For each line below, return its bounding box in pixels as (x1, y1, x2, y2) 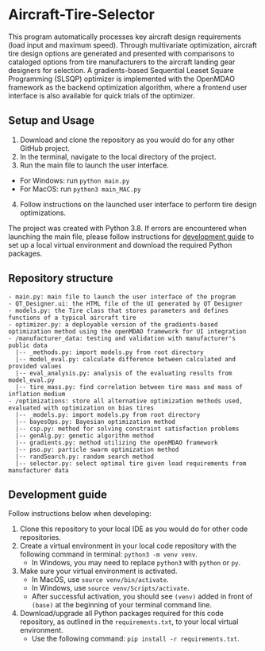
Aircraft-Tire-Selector (8, 6, 155, 24)
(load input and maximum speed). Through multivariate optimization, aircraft (8, 40, 258, 49)
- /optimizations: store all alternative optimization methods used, (8, 397, 244, 405)
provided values (8, 362, 62, 370)
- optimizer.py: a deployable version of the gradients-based (8, 320, 218, 329)
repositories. (19, 533, 61, 542)
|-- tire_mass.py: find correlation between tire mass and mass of (15, 383, 244, 391)
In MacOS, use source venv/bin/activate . (31, 575, 169, 584)
